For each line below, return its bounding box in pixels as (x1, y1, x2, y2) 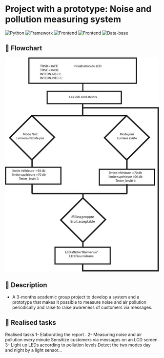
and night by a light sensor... (5, 347, 62, 353)
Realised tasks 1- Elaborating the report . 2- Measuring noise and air (5, 331, 143, 337)
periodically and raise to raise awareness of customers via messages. (12, 304, 153, 310)
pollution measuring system (5, 14, 121, 25)
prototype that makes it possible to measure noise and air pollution (12, 299, 146, 305)
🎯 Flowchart (5, 44, 42, 52)
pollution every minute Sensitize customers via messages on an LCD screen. (5, 337, 159, 342)
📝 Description (5, 281, 47, 289)
